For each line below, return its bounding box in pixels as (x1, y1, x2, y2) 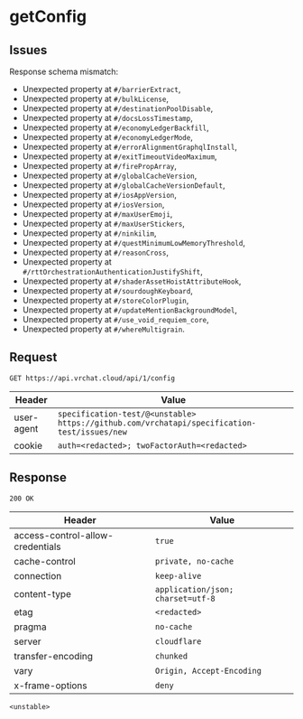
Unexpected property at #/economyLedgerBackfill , (22, 122, 209, 133)
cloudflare (154, 636, 202, 647)
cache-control (14, 555, 77, 567)
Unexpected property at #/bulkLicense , (22, 93, 170, 104)
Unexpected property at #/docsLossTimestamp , (22, 113, 194, 123)
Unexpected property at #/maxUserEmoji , (22, 209, 173, 219)
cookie (14, 439, 43, 452)
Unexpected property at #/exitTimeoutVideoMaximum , (22, 151, 218, 162)
